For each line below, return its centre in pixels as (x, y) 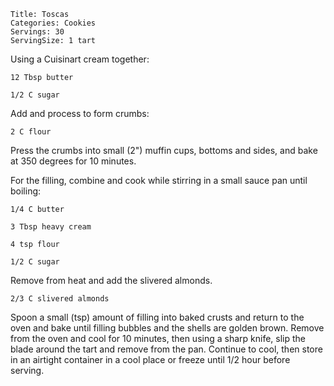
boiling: (26, 191)
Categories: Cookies (53, 23)
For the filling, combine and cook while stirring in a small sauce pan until (159, 180)
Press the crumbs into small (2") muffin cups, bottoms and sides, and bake (164, 150)
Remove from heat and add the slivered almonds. (111, 280)
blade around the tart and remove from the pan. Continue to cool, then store (166, 349)
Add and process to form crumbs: (80, 113)
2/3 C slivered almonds (60, 299)
